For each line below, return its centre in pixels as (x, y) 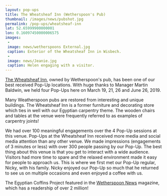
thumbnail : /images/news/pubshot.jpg (44, 19)
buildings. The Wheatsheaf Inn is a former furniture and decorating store (80, 105)
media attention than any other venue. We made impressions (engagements (83, 141)
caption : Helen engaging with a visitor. (51, 65)
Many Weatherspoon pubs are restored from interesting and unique (74, 100)
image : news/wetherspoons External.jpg (49, 47)
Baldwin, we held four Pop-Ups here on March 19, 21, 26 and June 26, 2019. (83, 90)
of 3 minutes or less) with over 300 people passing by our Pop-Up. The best (83, 147)
